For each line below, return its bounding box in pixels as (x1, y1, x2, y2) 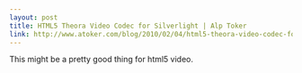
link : (9, 29, 30, 38)
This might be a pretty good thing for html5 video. (9, 54, 194, 65)
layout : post (9, 12, 58, 22)
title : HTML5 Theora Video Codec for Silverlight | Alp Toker (9, 21, 247, 30)
